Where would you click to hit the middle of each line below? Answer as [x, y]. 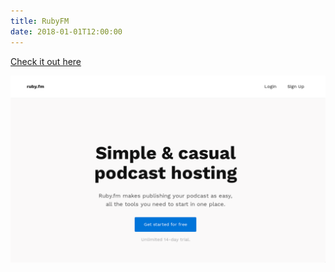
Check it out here [46, 61]
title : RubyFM [40, 21]
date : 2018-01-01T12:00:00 [66, 31]
